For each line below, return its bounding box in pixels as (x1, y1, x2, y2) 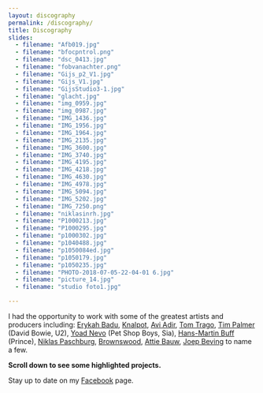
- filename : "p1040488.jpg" (15, 239, 108, 247)
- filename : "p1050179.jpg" (15, 253, 108, 261)
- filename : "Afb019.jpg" (15, 41, 101, 49)
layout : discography (8, 11, 76, 20)
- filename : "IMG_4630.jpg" (15, 173, 108, 182)
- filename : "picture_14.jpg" (15, 275, 114, 284)
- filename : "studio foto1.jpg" (15, 283, 122, 291)
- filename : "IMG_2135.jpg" (15, 136, 108, 144)
